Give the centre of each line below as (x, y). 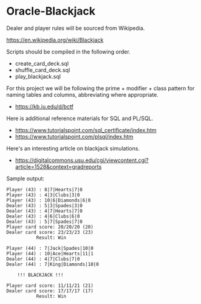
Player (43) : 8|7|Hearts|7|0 (45, 189)
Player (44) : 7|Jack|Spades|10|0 (50, 248)
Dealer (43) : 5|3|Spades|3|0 (45, 205)
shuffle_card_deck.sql (43, 70)
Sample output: (25, 179)
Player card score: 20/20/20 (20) (50, 227)
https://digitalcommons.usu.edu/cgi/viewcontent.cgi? (82, 160)
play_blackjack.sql (38, 76)
